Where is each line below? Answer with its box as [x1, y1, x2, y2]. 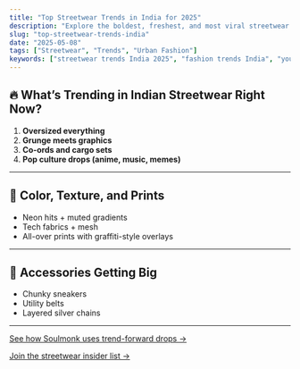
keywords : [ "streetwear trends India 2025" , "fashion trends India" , [9, 55, 274, 63]
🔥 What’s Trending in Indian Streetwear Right [9, 88, 265, 103]
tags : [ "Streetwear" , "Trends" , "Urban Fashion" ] [9, 46, 198, 55]
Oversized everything [21, 125, 105, 136]
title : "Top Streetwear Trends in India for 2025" [9, 13, 202, 22]
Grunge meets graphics [21, 135, 112, 146]
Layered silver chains [21, 307, 101, 318]
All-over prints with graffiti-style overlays [21, 231, 174, 241]
